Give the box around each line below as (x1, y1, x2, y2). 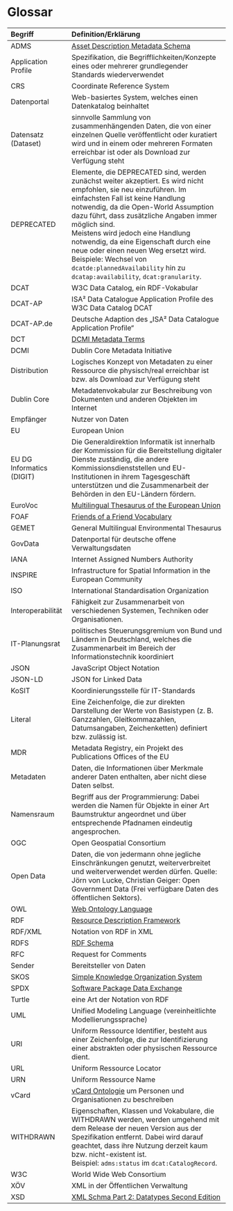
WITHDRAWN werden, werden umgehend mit (71, 1114, 220, 1124)
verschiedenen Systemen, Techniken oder (71, 605, 209, 615)
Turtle (10, 995, 30, 1004)
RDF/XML (10, 926, 42, 936)
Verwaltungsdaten (71, 543, 132, 553)
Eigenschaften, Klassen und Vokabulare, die (71, 1106, 215, 1116)
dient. (71, 1052, 90, 1061)
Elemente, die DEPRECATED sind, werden (71, 167, 207, 177)
